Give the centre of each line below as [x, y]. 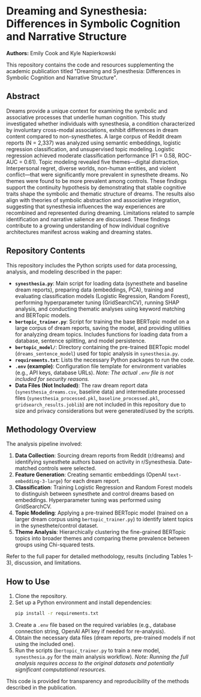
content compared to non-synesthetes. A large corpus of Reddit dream [94, 136]
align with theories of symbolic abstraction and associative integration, [94, 200]
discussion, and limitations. [48, 563]
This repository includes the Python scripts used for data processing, [92, 265]
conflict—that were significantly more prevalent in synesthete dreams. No [97, 175]
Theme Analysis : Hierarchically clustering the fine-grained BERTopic [100, 532]
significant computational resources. [60, 669]
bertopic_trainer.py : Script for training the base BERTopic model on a [102, 322]
